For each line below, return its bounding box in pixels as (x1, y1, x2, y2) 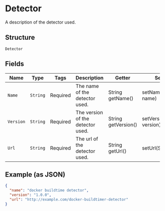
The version (75, 109, 103, 116)
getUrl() (108, 148, 127, 155)
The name (75, 82, 99, 89)
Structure (5, 33, 35, 42)
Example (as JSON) (5, 170, 65, 179)
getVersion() (108, 121, 137, 128)
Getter (115, 74, 131, 81)
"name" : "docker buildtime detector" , (9, 188, 89, 193)
